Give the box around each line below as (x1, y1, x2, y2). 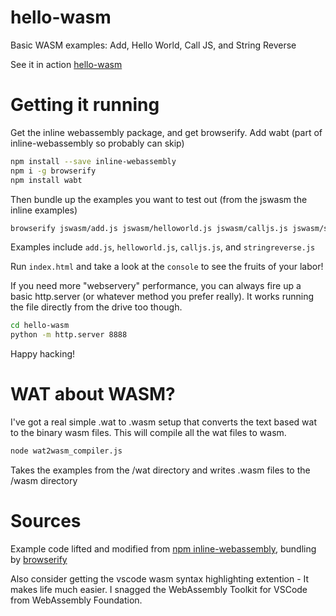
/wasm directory (10, 474, 78, 486)
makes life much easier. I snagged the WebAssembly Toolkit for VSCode (10, 583, 308, 595)
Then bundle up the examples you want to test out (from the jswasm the (10, 193, 308, 205)
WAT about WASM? (10, 383, 176, 406)
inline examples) (10, 204, 78, 216)
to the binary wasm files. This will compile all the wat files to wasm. (10, 427, 287, 439)
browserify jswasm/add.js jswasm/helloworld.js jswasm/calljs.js (10, 223, 288, 233)
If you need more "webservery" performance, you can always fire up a (10, 280, 302, 292)
